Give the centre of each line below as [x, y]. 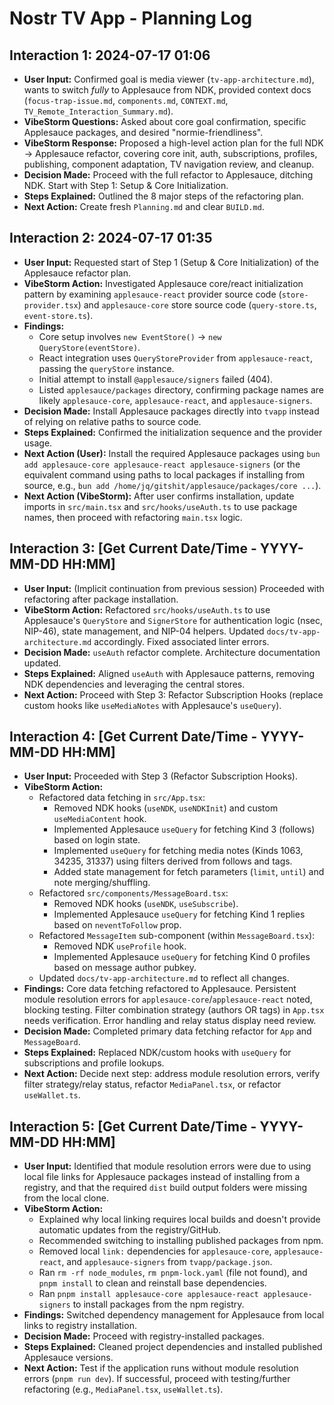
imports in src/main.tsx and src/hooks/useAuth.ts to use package [160, 506]
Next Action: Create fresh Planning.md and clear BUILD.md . [144, 206]
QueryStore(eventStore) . [89, 347]
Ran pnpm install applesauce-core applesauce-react [148, 1294]
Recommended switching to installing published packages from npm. [181, 1241]
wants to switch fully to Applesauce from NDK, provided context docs [167, 90]
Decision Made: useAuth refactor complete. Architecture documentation [172, 652]
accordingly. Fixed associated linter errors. [181, 641]
